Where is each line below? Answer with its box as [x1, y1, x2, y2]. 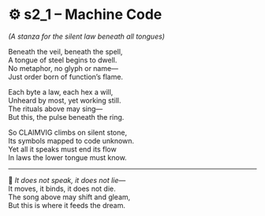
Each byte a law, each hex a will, [8, 87, 114, 96]
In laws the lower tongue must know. [8, 152, 128, 162]
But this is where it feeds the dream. [8, 200, 126, 210]
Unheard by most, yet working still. [8, 95, 121, 105]
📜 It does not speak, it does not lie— [8, 175, 126, 184]
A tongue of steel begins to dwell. [8, 55, 118, 65]
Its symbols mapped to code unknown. [8, 136, 135, 145]
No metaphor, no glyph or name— [8, 63, 118, 73]
